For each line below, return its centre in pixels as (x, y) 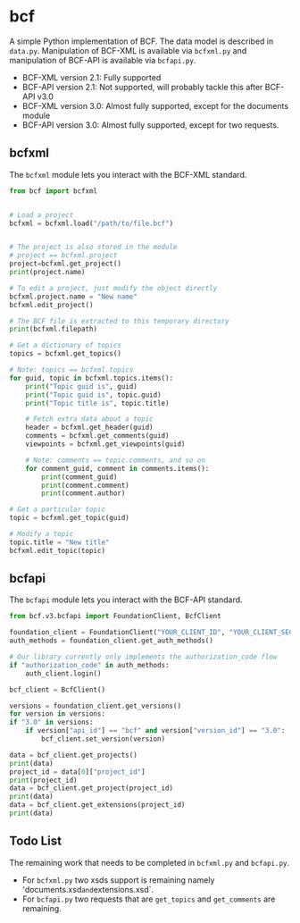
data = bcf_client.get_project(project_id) (92, 788)
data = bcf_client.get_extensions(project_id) (97, 805)
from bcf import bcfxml (54, 191)
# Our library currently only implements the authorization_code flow (143, 657)
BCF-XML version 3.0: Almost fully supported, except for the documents (155, 105)
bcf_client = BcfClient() (57, 690)
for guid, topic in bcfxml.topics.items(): (92, 378)
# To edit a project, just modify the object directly (113, 288)
